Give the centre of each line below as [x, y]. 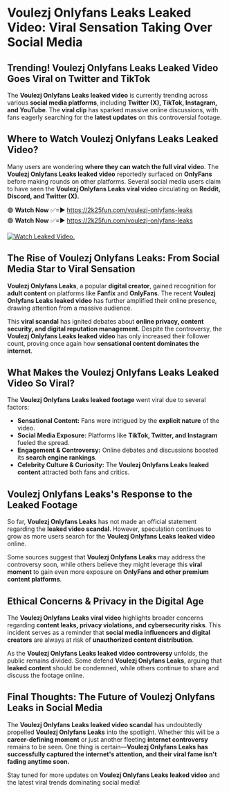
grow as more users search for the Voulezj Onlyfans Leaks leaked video [111, 537]
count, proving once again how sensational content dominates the [103, 343]
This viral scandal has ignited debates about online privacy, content [106, 321]
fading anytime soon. [38, 761]
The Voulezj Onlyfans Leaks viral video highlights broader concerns [106, 618]
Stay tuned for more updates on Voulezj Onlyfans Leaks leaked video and [113, 775]
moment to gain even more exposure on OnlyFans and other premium [108, 572]
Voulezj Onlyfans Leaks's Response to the [100, 494]
